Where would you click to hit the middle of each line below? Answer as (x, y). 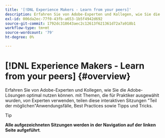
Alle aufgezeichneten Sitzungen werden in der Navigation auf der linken (81, 125)
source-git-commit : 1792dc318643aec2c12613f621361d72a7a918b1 (70, 23)
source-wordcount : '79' (30, 33)
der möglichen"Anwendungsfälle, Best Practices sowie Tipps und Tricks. (79, 105)
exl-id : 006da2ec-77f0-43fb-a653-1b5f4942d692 (54, 19)
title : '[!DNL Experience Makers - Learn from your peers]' (68, 10)
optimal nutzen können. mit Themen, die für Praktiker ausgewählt (93, 95)
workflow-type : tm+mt (27, 28)
